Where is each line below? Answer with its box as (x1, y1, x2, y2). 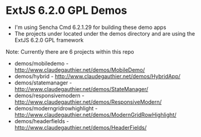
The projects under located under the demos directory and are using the (14, 30, 195, 37)
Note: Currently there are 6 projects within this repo (5, 48, 134, 55)
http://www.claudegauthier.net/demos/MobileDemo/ (14, 66, 145, 73)
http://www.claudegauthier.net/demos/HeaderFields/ (14, 124, 147, 131)
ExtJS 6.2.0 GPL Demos (5, 4, 128, 18)
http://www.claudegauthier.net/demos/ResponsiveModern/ (14, 98, 162, 106)
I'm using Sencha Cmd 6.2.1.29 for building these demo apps (14, 24, 166, 31)
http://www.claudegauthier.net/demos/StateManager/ (14, 85, 149, 92)
